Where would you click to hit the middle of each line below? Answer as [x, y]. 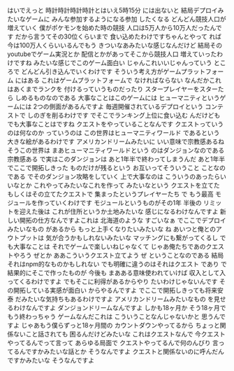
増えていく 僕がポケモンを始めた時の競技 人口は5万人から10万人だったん [112, 28]
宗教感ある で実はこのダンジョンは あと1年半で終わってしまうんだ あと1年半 [116, 159]
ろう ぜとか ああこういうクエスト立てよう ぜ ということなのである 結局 [122, 255]
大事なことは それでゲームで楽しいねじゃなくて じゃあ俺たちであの [109, 246]
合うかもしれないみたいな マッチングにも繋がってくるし [138, 238]
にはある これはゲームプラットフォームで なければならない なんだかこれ [118, 80]
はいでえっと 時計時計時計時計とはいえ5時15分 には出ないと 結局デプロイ [112, 10]
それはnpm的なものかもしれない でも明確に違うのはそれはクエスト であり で [117, 264]
